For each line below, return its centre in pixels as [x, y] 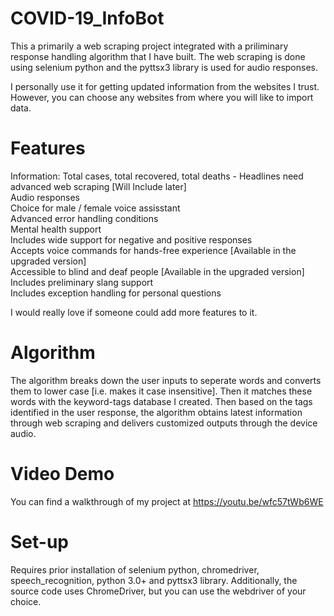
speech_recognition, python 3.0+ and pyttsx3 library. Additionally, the [154, 580]
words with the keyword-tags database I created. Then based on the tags [161, 401]
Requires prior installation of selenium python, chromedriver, [135, 569]
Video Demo [62, 474]
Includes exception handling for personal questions [116, 293]
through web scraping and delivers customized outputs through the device [164, 423]
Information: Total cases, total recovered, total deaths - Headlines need [157, 176]
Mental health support [56, 229]
